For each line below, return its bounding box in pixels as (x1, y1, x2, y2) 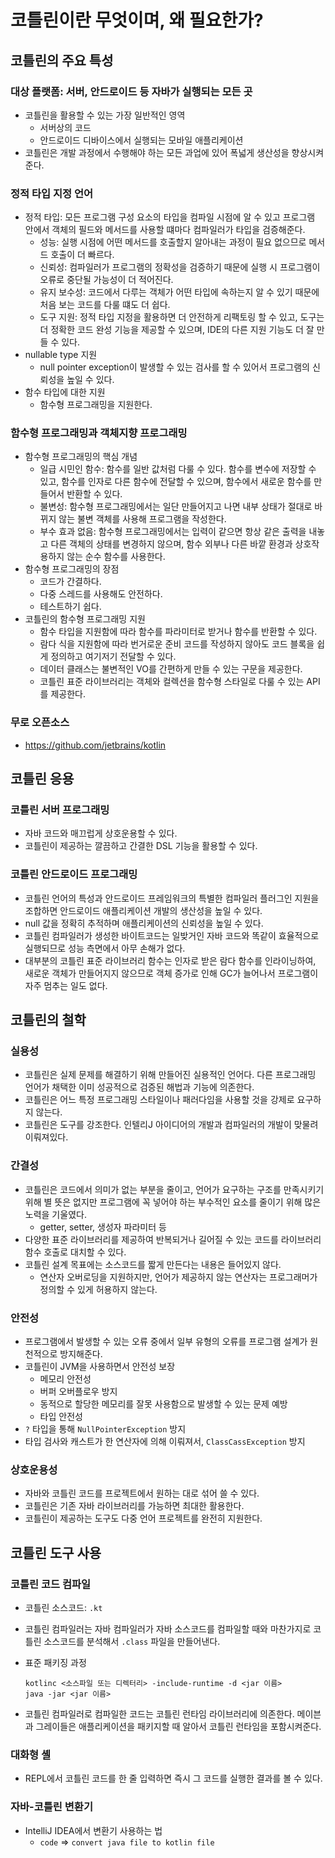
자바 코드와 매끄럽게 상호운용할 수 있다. (24, 827, 178, 840)
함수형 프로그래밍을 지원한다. (39, 399, 153, 411)
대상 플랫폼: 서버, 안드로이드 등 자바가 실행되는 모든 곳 (10, 84, 253, 98)
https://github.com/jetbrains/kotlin (24, 739, 167, 751)
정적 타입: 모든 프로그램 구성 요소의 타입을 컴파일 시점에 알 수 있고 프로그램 (24, 211, 316, 223)
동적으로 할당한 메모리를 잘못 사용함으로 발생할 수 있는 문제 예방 (39, 1398, 288, 1410)
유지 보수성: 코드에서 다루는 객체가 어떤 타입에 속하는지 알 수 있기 (39, 286, 293, 298)
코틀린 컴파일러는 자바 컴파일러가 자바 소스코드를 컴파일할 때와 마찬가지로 (24, 1623, 312, 1635)
